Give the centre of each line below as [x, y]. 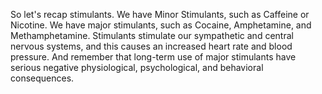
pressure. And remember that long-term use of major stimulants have [153, 57]
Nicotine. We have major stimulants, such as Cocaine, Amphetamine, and [161, 25]
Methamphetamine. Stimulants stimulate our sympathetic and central [152, 35]
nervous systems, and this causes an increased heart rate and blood [151, 46]
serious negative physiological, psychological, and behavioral [137, 67]
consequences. [42, 78]
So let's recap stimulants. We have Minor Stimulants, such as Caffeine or [160, 14]
